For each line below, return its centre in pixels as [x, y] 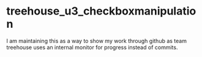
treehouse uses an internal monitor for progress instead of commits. [92, 47]
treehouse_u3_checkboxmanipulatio [101, 11]
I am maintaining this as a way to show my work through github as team [96, 41]
